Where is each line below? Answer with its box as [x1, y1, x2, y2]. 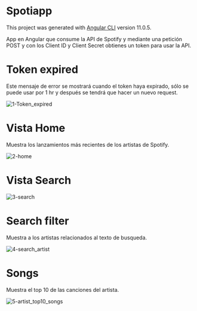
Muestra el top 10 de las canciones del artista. [6, 286, 119, 293]
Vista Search [6, 174, 72, 187]
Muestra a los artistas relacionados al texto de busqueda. [6, 234, 147, 241]
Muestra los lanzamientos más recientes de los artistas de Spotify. [6, 141, 170, 148]
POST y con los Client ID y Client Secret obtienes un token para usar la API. [6, 42, 192, 49]
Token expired [6, 63, 79, 76]
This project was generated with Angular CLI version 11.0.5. [6, 24, 152, 31]
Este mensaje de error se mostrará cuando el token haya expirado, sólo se [6, 82, 189, 90]
